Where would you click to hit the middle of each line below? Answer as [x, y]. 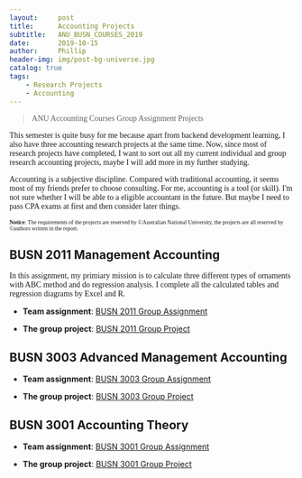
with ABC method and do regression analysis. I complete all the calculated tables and [144, 285]
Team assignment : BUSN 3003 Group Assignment [117, 379]
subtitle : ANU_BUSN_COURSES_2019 [76, 34]
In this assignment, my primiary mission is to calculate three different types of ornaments [150, 276]
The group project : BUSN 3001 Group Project [107, 464]
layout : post [42, 18]
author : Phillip [48, 51]
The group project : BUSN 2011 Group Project [106, 329]
